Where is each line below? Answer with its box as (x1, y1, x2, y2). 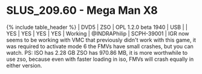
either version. (6, 61, 42, 69)
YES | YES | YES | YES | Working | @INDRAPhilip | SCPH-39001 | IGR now (6, 29, 189, 37)
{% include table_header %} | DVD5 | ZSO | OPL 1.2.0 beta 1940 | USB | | (6, 23, 187, 31)
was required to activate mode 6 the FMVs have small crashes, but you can (6, 43, 194, 50)
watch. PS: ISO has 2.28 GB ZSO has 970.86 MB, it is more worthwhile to (6, 49, 188, 56)
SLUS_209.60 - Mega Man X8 (6, 4, 158, 17)
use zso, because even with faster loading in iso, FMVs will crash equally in (6, 55, 194, 63)
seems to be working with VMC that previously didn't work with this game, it (6, 36, 197, 43)
